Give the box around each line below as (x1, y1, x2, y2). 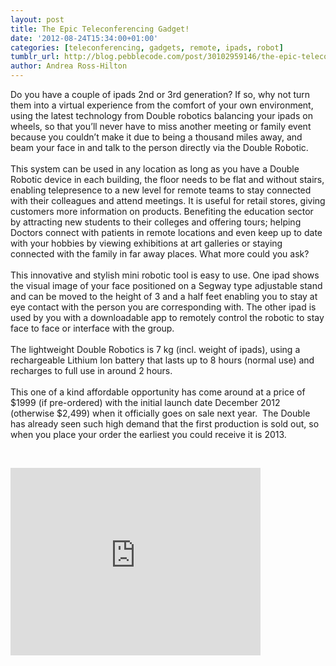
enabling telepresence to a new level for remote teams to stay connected (10, 184, 312, 196)
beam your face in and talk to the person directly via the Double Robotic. (10, 142, 309, 153)
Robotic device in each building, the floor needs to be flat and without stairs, (10, 174, 325, 185)
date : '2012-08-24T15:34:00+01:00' (10, 33, 159, 43)
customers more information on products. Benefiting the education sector (10, 206, 314, 217)
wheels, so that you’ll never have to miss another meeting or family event (10, 121, 312, 132)
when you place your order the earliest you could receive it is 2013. (10, 429, 287, 440)
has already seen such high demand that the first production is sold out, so (10, 418, 320, 430)
